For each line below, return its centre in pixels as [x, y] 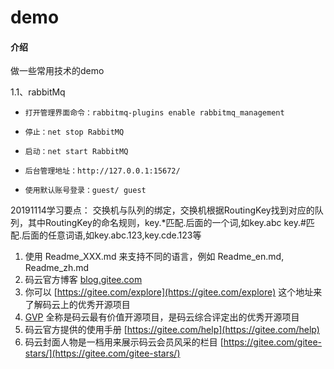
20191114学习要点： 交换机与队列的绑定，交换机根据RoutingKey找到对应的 [162, 210]
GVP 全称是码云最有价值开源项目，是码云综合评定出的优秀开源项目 [162, 317]
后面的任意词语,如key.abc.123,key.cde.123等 [111, 235]
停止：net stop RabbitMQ [74, 132]
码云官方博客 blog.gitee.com [83, 280]
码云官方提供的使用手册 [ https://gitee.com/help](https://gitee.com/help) [172, 330]
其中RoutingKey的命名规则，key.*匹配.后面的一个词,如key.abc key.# [167, 223]
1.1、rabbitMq [38, 92]
